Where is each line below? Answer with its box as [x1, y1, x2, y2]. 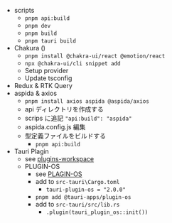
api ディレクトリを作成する [24, 105, 104, 113]
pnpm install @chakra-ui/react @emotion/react [24, 53, 166, 60]
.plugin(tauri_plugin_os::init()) [45, 209, 149, 216]
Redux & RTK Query [14, 82, 73, 89]
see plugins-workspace [24, 155, 95, 163]
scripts [14, 6, 35, 14]
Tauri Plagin [14, 147, 50, 156]
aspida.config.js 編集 [24, 123, 86, 131]
